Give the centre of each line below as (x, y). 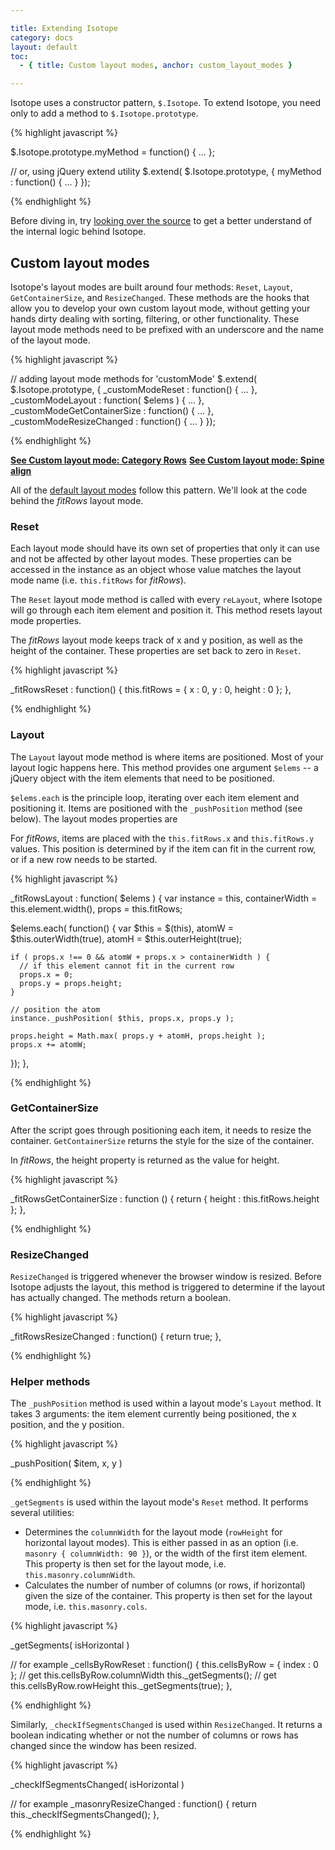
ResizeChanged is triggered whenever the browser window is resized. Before (166, 1277)
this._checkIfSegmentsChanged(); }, (85, 1815)
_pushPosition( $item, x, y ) (66, 1463)
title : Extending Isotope (64, 28)
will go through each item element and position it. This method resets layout (166, 610)
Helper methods (50, 1382)
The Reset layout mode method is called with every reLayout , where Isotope (166, 600)
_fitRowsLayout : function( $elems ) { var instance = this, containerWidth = (164, 898)
